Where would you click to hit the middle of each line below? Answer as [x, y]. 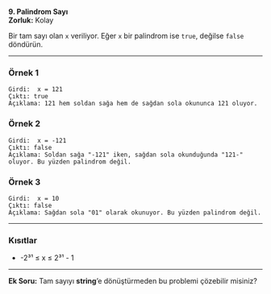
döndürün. [25, 44]
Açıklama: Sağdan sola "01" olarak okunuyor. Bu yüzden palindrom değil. [135, 213]
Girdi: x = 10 [34, 198]
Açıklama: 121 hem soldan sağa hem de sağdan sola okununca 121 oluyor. [133, 104]
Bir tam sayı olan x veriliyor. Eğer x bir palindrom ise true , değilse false [126, 36]
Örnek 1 [23, 72]
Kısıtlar [23, 240]
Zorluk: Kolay [31, 20]
